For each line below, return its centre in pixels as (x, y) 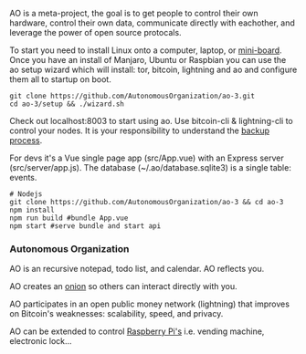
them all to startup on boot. (60, 79)
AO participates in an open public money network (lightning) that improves (150, 304)
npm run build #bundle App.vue (69, 218)
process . (26, 140)
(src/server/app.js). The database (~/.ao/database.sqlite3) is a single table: (151, 167)
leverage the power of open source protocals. (95, 32)
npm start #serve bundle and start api (85, 226)
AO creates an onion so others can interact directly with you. (123, 286)
